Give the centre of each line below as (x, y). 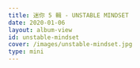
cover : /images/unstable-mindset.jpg (70, 45)
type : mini (26, 52)
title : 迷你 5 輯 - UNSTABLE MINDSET (68, 15)
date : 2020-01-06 (37, 23)
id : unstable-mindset (44, 37)
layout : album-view (40, 30)
